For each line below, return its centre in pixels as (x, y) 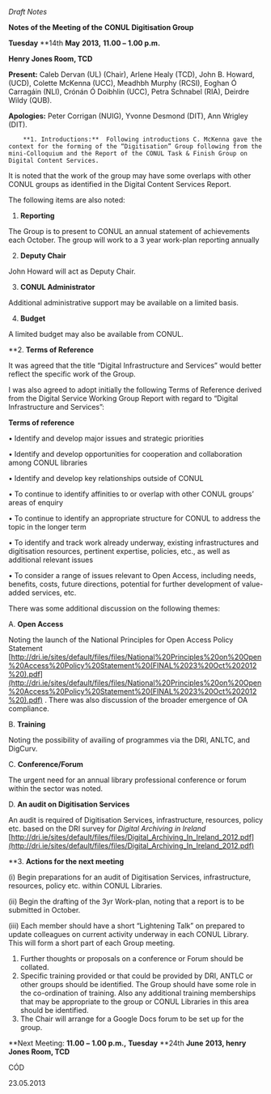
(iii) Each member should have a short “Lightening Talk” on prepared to (127, 926)
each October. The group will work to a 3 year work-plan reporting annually (134, 240)
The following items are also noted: (67, 200)
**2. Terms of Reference (51, 350)
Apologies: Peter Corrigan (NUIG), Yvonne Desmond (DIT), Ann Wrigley (128, 116)
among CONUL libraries (48, 462)
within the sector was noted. (56, 788)
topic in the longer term (47, 527)
